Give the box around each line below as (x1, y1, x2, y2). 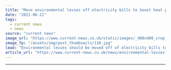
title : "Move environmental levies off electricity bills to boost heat (5, 7, 163, 13)
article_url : (5, 50, 33, 55)
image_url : (5, 36, 28, 41)
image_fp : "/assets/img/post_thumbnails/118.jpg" (5, 41, 113, 46)
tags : (5, 17, 17, 22)
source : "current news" (5, 31, 56, 36)
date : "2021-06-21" (5, 12, 47, 17)
